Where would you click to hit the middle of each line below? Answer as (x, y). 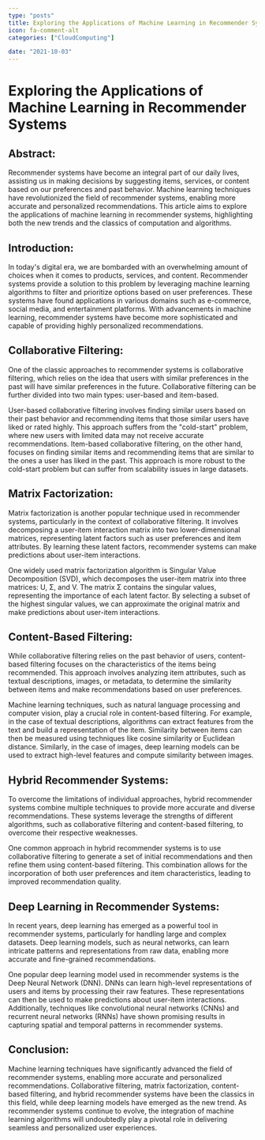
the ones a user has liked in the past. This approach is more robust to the (127, 460)
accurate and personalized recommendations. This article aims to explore (127, 206)
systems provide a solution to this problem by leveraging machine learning (129, 283)
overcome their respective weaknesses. (73, 833)
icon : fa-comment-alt (44, 30)
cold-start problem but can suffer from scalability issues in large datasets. (128, 469)
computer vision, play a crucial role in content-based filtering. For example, (130, 713)
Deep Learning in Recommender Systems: (114, 906)
